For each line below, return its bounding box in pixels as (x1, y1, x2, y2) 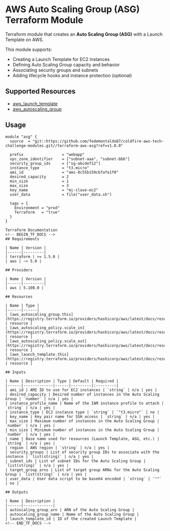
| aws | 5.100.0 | (5, 285, 44, 290)
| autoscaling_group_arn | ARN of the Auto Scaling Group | (5, 507, 135, 512)
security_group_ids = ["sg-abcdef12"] (10, 161, 101, 166)
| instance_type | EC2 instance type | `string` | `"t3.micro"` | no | (5, 410, 159, 415)
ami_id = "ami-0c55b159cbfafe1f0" (10, 170, 119, 175)
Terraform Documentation (5, 227, 58, 233)
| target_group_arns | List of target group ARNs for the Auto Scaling (5, 467, 159, 473)
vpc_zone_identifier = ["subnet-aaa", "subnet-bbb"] (10, 156, 130, 161)
